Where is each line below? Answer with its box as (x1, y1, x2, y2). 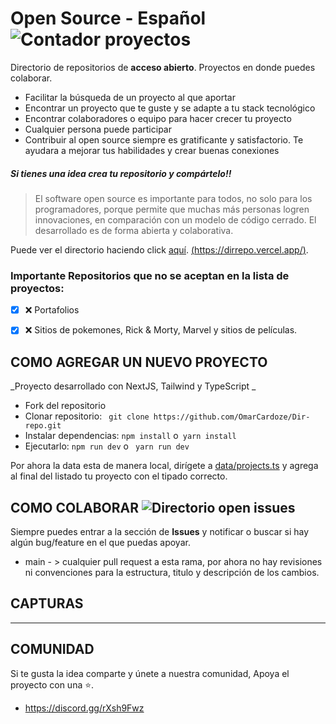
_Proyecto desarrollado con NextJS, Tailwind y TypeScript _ (10, 380, 257, 392)
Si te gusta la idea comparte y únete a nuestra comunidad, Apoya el (10, 667, 290, 679)
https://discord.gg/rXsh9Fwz (24, 702, 145, 714)
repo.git (24, 421, 62, 431)
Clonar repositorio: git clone (24, 410, 150, 422)
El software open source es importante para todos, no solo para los (34, 192, 313, 204)
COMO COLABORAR (10, 499, 140, 516)
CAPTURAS (10, 595, 84, 612)
